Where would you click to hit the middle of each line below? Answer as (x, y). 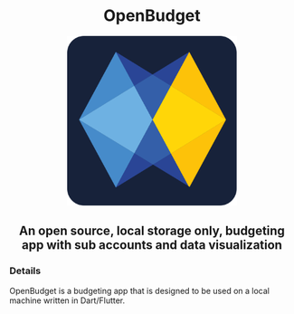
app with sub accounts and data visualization (152, 245)
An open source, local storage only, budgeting (152, 231)
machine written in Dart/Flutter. (67, 300)
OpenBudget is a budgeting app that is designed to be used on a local (139, 290)
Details (25, 271)
